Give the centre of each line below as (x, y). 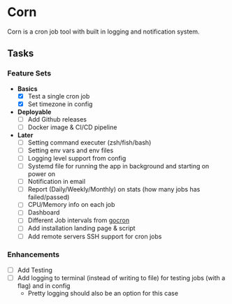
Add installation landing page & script (81, 229)
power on (42, 174)
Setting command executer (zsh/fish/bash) (89, 142)
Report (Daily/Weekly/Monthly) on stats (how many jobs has (114, 189)
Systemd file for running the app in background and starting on (118, 166)
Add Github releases (57, 119)
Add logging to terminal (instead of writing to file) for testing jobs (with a (121, 277)
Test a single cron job (59, 96)
